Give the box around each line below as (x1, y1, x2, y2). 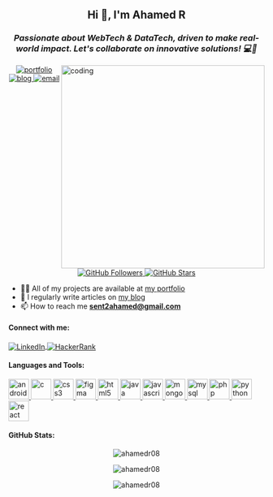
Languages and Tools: (8, 361, 85, 370)
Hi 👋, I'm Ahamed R (87, 8, 186, 22)
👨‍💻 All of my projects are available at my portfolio (19, 283, 185, 293)
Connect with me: (8, 322, 71, 333)
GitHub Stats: (8, 430, 55, 440)
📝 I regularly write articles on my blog (19, 292, 146, 301)
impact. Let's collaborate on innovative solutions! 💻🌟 (40, 43, 258, 54)
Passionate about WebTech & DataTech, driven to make (13, 32, 238, 44)
